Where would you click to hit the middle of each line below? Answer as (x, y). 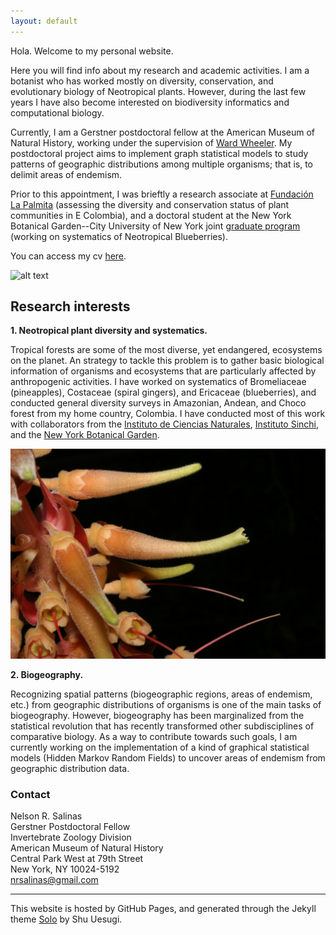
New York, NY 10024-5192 (65, 869)
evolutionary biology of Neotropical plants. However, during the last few (158, 91)
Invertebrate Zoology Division (71, 837)
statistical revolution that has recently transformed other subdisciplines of (162, 726)
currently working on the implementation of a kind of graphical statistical (160, 747)
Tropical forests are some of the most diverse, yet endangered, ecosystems (166, 350)
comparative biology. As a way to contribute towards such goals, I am (154, 737)
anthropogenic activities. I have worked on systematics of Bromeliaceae (158, 382)
